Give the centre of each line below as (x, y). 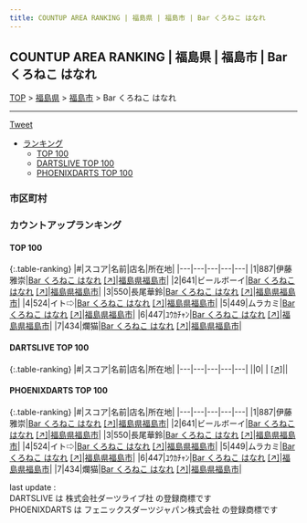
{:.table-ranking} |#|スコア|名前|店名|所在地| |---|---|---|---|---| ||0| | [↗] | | (149, 369)
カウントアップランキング (65, 225)
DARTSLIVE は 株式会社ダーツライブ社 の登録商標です (111, 497)
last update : (33, 487)
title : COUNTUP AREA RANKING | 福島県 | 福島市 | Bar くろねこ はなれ (138, 18)
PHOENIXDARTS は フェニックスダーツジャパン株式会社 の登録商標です (144, 509)
